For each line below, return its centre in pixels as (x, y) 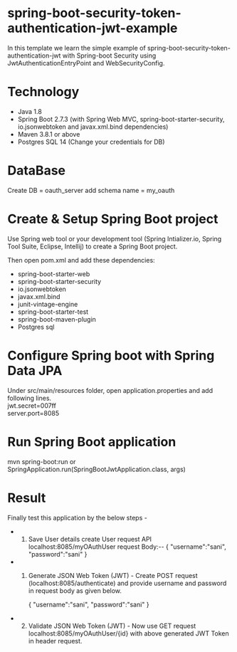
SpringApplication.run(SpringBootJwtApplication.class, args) (97, 469)
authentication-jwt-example (93, 28)
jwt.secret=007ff (32, 405)
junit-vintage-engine (48, 304)
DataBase (37, 170)
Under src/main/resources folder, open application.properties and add (110, 390)
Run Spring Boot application (92, 442)
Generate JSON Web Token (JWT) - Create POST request (113, 575)
